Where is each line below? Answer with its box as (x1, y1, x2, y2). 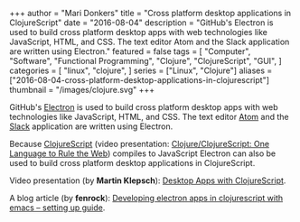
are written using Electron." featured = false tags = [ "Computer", (9, 46, 251, 57)
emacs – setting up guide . (9, 202, 106, 213)
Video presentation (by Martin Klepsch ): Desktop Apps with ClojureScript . (9, 175, 286, 186)
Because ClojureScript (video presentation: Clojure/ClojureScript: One (9, 139, 269, 149)
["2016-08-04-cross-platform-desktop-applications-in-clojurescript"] (9, 75, 269, 85)
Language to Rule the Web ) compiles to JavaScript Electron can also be (9, 148, 277, 159)
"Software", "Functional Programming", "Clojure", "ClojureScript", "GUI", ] (9, 56, 282, 66)
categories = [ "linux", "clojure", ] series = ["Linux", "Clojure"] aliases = (9, 65, 273, 76)
